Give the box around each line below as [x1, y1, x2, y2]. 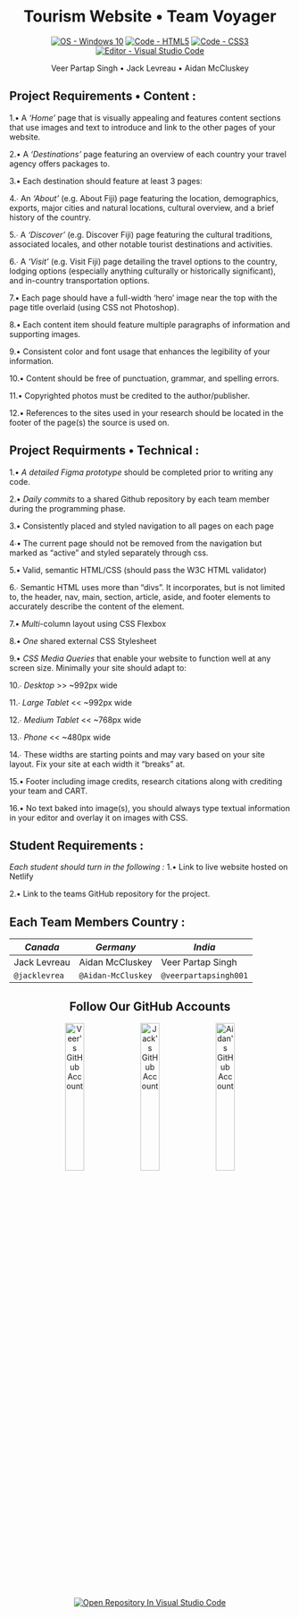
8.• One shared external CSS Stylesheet [9, 635, 157, 646]
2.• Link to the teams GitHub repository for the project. [9, 888, 211, 900]
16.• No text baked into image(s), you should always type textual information [9, 802, 290, 813]
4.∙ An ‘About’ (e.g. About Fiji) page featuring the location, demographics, [9, 192, 279, 203]
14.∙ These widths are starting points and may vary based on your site [9, 749, 265, 759]
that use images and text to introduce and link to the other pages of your [9, 122, 276, 132]
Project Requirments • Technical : [9, 443, 199, 458]
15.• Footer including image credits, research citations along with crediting [9, 775, 283, 786]
